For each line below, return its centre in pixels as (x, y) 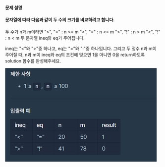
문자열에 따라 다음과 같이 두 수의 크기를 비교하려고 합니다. (60, 20)
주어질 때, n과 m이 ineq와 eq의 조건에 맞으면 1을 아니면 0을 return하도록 (75, 55)
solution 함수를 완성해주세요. (33, 61)
